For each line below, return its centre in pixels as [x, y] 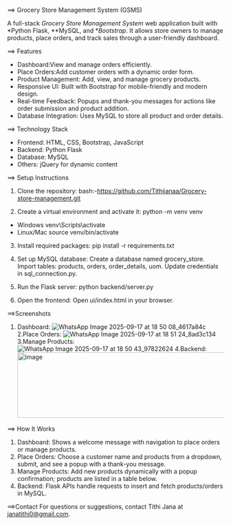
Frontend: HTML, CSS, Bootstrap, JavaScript [80, 142]
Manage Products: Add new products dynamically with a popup [107, 471]
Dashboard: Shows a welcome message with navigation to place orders [118, 442]
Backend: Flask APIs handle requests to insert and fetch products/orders [120, 486]
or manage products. [47, 449]
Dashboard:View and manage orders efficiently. [85, 64]
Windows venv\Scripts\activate [61, 225]
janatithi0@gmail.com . [39, 514]
